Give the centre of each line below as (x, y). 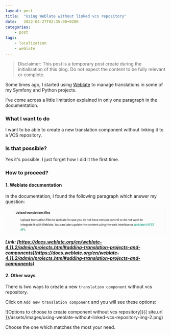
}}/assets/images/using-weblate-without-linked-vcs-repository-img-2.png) (84, 318)
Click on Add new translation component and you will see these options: (81, 302)
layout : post (19, 11)
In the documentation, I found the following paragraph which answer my (81, 196)
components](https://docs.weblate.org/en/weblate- (62, 253)
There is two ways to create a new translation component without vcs (79, 287)
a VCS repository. (24, 135)
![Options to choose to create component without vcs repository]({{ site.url (84, 312)
